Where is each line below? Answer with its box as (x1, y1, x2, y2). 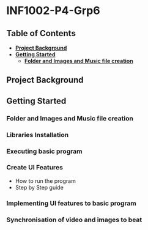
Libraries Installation (6, 130, 69, 139)
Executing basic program (6, 147, 83, 155)
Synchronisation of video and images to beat (6, 215, 142, 224)
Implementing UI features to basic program (6, 199, 136, 207)
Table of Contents (6, 28, 76, 39)
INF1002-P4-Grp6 (6, 4, 100, 18)
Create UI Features (6, 163, 63, 172)
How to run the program (15, 177, 76, 184)
